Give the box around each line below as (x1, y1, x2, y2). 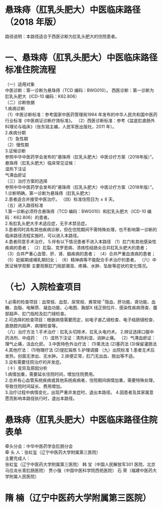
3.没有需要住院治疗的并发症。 (5, 359, 64, 365)
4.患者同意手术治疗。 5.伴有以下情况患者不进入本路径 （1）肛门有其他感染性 (5, 238, 157, 245)
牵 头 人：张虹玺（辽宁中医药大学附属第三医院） (5, 449, 101, 455)
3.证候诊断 (5, 148, 26, 154)
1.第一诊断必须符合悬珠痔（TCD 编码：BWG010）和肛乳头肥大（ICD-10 (5, 208, 147, 214)
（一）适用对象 (5, 81, 35, 87)
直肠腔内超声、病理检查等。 (5, 323, 60, 329)
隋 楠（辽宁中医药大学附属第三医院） (5, 492, 151, 504)
